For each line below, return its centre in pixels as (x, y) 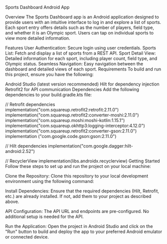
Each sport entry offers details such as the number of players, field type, (80, 27)
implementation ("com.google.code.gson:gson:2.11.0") (61, 136)
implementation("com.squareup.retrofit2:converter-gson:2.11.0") (71, 131)
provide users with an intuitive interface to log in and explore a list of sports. (83, 22)
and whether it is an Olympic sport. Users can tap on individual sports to (79, 33)
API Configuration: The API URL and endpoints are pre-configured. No (77, 211)
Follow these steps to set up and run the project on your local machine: (78, 166)
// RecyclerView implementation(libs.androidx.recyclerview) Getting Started (83, 161)
